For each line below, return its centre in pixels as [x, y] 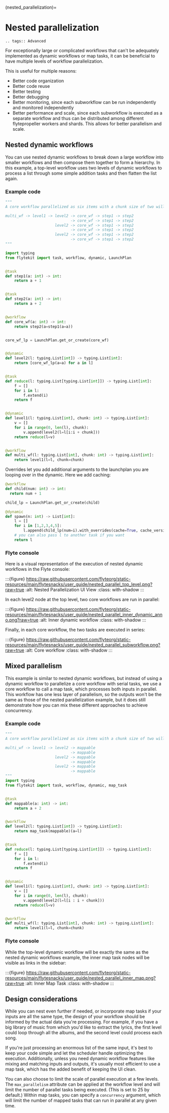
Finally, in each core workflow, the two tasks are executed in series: [75, 630]
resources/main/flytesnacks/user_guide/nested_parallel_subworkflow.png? [83, 645]
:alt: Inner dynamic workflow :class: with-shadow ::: [93, 620]
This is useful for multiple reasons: [41, 71]
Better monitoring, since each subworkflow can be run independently [84, 102]
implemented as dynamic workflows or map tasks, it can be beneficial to [80, 56]
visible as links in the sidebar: [36, 963]
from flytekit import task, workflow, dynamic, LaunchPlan [68, 258]
